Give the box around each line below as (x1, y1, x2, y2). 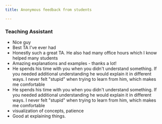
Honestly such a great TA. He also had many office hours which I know (12, 50, 157, 56)
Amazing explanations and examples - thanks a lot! (12, 60, 117, 66)
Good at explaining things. (12, 113, 66, 119)
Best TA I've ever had (12, 44, 56, 50)
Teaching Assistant (5, 28, 53, 35)
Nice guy (12, 39, 31, 45)
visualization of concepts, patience (12, 108, 84, 114)
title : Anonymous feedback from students (5, 7, 92, 12)
